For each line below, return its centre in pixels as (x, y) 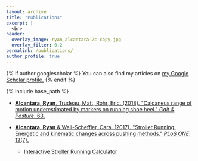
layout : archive (26, 12)
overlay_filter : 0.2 (37, 45)
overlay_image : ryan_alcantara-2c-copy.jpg (66, 40)
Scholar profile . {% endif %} (41, 80)
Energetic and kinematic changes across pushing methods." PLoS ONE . (103, 133)
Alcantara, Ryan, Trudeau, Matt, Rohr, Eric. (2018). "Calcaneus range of (103, 103)
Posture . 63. (30, 116)
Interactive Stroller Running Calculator (70, 151)
